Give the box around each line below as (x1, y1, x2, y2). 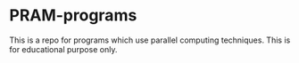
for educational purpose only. (9, 43, 118, 54)
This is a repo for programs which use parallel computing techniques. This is (9, 35, 291, 45)
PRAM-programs (9, 5, 137, 26)
